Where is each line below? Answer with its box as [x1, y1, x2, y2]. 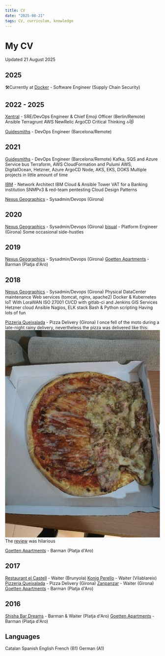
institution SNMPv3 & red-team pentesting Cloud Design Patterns [5, 187, 137, 193]
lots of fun [5, 310, 26, 316]
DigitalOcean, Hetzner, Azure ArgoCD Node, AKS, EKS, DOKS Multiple [5, 166, 147, 172]
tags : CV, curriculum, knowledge [5, 18, 74, 23]
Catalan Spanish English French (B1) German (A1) [5, 646, 105, 652]
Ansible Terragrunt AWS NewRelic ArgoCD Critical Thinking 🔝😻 [5, 118, 134, 124]
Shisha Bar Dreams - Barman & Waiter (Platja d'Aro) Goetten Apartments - [5, 613, 155, 619]
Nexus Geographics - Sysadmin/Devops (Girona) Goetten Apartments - [5, 256, 150, 262]
